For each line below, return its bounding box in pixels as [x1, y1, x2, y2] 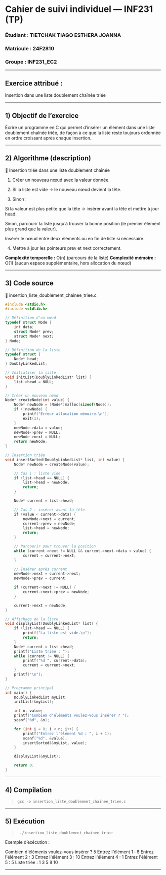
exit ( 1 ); [23, 416, 41, 421]
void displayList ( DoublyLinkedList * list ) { [5, 621, 98, 626]
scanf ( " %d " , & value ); [23, 736, 68, 740]
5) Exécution [5, 817, 45, 826]
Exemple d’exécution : [5, 839, 50, 845]
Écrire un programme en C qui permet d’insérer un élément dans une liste [5, 124, 155, 130]
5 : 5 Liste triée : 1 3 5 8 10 [5, 859, 58, 865]
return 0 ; [14, 763, 35, 768]
